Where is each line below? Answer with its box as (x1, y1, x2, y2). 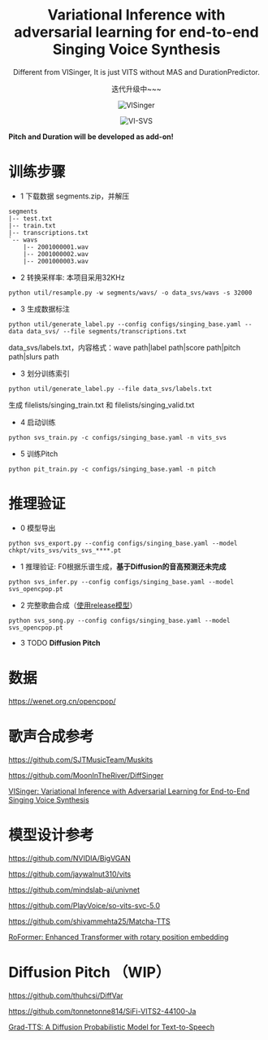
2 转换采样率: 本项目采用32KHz (19, 272, 125, 282)
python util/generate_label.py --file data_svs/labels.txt (8, 385, 213, 393)
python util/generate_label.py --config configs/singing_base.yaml (8, 320, 242, 329)
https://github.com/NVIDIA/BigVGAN (8, 853, 132, 863)
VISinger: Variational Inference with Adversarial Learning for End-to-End (8, 786, 250, 796)
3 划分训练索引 (19, 368, 71, 378)
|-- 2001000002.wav (23, 250, 89, 258)
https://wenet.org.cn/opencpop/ (8, 696, 116, 706)
